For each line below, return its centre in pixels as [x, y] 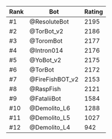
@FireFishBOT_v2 [54, 79]
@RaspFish [45, 89]
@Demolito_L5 [50, 118]
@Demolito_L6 [50, 108]
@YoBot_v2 [45, 60]
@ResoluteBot [49, 22]
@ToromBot [46, 41]
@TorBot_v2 [47, 31]
